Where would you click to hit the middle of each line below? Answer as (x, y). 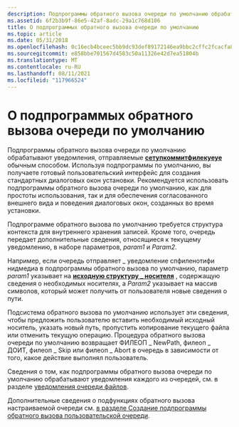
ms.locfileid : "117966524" (47, 80)
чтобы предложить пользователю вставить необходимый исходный (111, 320)
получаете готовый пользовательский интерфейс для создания (104, 173)
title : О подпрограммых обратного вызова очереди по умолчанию (103, 27)
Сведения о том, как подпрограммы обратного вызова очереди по (110, 371)
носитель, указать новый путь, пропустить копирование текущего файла (118, 327)
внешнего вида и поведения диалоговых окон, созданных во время (111, 203)
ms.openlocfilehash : (38, 47)
